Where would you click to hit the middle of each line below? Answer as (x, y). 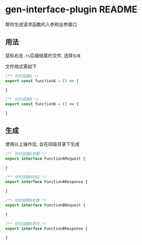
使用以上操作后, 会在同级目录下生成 (42, 144)
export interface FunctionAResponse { (46, 182)
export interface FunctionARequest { (45, 158)
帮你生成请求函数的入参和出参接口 (41, 24)
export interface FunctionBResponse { (46, 229)
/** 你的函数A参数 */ (26, 154)
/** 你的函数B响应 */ (26, 224)
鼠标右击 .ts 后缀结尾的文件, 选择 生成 (43, 55)
